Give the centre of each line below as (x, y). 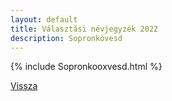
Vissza (24, 86)
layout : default (44, 19)
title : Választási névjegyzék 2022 (84, 29)
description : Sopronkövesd (66, 38)
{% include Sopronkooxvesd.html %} (86, 67)
